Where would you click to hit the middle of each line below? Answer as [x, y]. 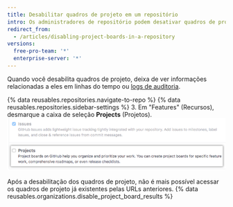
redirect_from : [29, 29]
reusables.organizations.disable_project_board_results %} [90, 197]
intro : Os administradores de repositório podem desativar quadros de [111, 22]
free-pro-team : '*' [42, 51]
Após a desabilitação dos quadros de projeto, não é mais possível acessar [113, 182]
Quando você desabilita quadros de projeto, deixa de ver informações [107, 79]
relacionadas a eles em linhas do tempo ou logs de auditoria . [94, 86]
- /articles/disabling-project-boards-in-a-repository [94, 37]
